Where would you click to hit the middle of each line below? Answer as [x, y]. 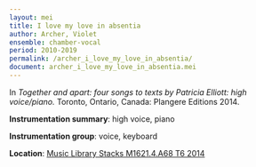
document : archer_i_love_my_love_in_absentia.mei [103, 68]
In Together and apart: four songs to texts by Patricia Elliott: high [128, 92]
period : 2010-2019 [43, 51]
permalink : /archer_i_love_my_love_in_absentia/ [101, 59]
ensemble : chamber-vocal [55, 42]
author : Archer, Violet [53, 34]
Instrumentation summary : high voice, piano [92, 119]
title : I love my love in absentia [75, 26]
